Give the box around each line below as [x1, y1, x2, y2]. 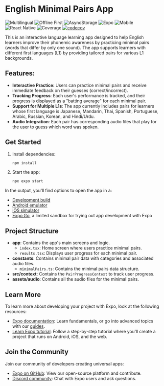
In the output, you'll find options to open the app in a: [5, 187, 112, 194]
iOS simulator [12, 207, 40, 213]
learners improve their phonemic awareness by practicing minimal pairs [5, 39, 149, 45]
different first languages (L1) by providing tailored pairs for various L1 [5, 50, 144, 56]
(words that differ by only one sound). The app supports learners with [5, 45, 146, 50]
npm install [12, 160, 37, 165]
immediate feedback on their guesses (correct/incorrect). [12, 87, 128, 93]
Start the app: [12, 169, 40, 175]
